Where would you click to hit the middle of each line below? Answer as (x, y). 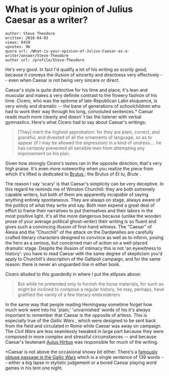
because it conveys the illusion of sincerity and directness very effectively (82, 75)
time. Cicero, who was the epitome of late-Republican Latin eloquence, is (81, 101)
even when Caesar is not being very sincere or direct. (64, 80)
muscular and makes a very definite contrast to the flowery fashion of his (81, 95)
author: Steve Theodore (30, 33)
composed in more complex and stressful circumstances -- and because (81, 337)
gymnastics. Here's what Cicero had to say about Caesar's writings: (76, 122)
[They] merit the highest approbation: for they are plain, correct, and (89, 132)
